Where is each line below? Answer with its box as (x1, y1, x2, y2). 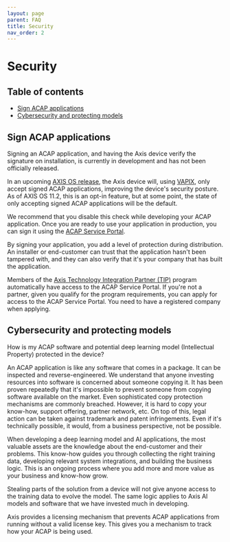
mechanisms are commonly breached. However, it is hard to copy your (7, 399, 207, 408)
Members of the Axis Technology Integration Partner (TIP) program (7, 276, 197, 284)
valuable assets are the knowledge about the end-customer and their (7, 442, 203, 450)
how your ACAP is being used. (7, 527, 93, 535)
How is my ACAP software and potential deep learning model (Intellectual (7, 342, 214, 351)
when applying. (7, 305, 51, 313)
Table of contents (7, 86, 84, 97)
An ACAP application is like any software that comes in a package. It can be (7, 363, 221, 371)
